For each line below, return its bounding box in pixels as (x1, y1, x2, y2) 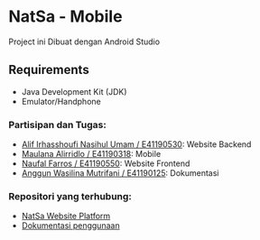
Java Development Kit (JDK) (21, 86, 127, 97)
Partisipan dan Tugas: (8, 118, 107, 131)
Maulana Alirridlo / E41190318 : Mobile (21, 149, 162, 160)
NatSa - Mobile (8, 6, 123, 27)
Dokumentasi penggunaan (21, 220, 120, 231)
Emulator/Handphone (21, 96, 101, 106)
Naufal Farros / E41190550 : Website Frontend (21, 158, 190, 169)
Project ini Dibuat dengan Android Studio (8, 36, 160, 47)
